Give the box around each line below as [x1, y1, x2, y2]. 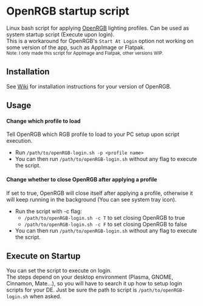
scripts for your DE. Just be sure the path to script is [6, 287, 137, 294]
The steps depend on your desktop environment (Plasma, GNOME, [6, 273, 173, 280]
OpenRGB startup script [6, 4, 129, 18]
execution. [6, 137, 33, 144]
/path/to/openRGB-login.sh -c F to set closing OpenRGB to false [24, 220, 187, 228]
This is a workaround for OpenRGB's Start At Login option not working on [6, 37, 194, 44]
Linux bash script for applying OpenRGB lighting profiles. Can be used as [6, 24, 190, 32]
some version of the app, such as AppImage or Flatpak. [6, 44, 145, 51]
